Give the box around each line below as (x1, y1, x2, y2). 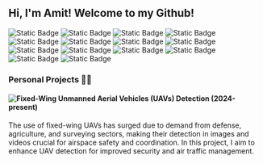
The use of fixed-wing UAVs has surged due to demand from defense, (8, 120, 242, 130)
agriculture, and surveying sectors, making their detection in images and (8, 128, 249, 138)
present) (8, 103, 38, 112)
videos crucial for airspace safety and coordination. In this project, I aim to (8, 137, 256, 147)
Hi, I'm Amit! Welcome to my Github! (8, 6, 195, 20)
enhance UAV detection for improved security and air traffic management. (8, 145, 254, 156)
